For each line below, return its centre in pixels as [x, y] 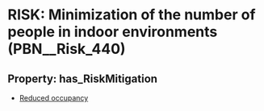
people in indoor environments [113, 32]
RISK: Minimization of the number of [132, 15]
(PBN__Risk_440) [67, 49]
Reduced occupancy [54, 98]
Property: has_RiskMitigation [83, 78]
